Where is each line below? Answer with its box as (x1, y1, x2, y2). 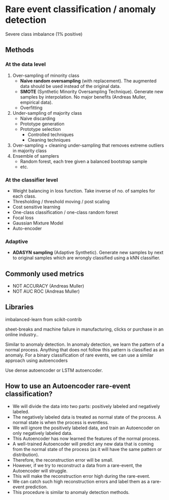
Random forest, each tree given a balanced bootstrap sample (20, 158, 147, 164)
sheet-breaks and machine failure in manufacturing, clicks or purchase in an (5, 326, 164, 332)
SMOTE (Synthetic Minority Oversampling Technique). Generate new (20, 88, 163, 95)
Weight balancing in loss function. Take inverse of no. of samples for (12, 188, 155, 194)
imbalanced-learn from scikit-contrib (5, 316, 82, 322)
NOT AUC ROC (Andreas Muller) (12, 288, 80, 294)
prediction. (25, 484, 48, 490)
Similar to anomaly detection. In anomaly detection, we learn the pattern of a (5, 341, 164, 347)
